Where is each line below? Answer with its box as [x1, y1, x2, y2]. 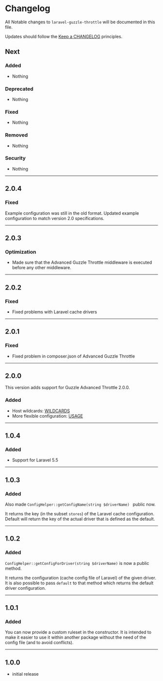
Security [5, 155, 26, 162]
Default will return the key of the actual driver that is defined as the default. [5, 516, 155, 522]
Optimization [5, 248, 36, 255]
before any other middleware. [12, 265, 71, 271]
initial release [12, 671, 39, 677]
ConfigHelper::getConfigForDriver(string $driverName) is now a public [5, 560, 149, 566]
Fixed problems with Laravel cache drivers [12, 309, 97, 315]
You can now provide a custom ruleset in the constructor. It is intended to [5, 630, 152, 635]
